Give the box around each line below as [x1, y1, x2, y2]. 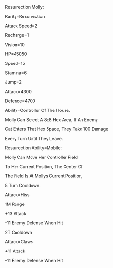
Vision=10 [5, 42, 25, 47]
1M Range [5, 201, 25, 207]
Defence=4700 [5, 98, 35, 104]
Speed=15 [5, 61, 25, 66]
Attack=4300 [5, 89, 32, 94]
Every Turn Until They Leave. [5, 136, 63, 141]
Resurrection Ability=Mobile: [5, 145, 62, 151]
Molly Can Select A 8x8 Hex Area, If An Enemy [5, 117, 98, 123]
